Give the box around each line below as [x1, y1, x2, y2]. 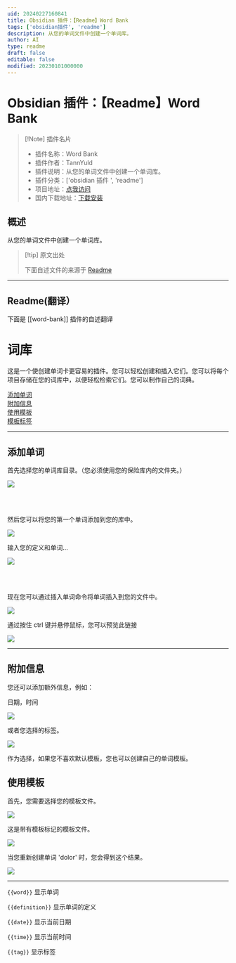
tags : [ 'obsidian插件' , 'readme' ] [7, 23, 107, 30]
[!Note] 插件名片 [24, 134, 72, 143]
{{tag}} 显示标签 [7, 947, 56, 956]
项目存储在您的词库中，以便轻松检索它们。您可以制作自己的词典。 [7, 375, 198, 384]
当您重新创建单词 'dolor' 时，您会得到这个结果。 [7, 853, 147, 861]
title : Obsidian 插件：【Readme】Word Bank [7, 17, 129, 24]
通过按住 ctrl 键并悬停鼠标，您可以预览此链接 [7, 620, 138, 629]
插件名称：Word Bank [34, 149, 98, 158]
